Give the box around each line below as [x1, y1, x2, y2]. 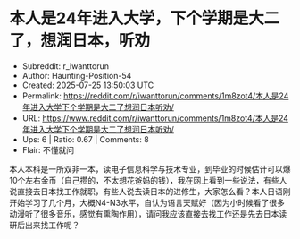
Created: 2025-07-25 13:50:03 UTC [21, 80, 154, 90]
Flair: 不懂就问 [21, 144, 74, 155]
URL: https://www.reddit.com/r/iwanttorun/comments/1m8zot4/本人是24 [21, 113, 288, 124]
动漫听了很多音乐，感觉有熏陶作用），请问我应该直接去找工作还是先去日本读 [9, 208, 287, 219]
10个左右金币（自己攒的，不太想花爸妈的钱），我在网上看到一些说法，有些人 [9, 175, 287, 185]
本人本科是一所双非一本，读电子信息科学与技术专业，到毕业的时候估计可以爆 [9, 163, 291, 175]
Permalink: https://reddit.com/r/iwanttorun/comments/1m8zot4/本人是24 [21, 90, 289, 101]
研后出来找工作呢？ [9, 219, 80, 230]
